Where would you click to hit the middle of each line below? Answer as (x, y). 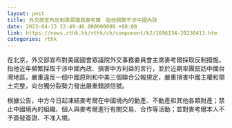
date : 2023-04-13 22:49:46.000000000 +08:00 (72, 26)
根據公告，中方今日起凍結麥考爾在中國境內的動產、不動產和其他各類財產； (113, 100)
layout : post (26, 13)
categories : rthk (32, 39)
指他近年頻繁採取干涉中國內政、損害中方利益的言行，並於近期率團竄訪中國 (113, 68)
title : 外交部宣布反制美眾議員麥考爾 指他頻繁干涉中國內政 (82, 20)
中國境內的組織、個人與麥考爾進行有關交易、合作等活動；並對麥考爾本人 (116, 109)
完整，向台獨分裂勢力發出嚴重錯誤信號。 (70, 86)
